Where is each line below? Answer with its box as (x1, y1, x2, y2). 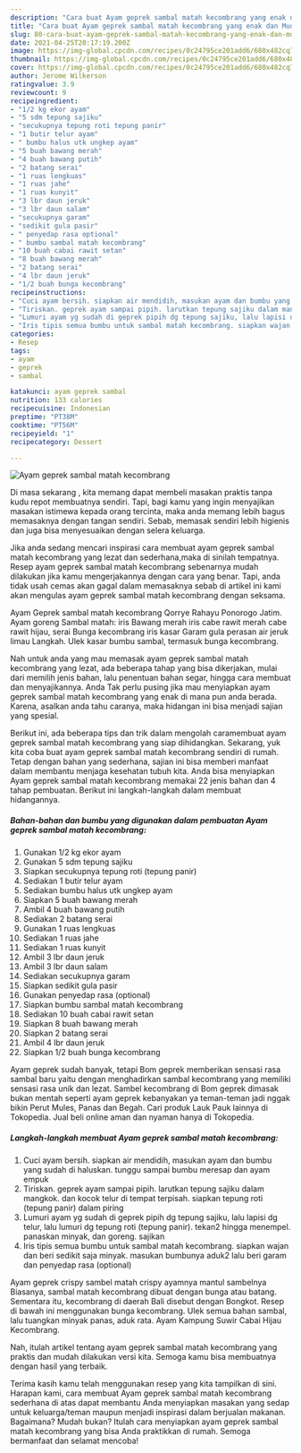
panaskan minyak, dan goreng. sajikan (22, 1231, 165, 1242)
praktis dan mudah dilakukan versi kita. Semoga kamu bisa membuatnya (10, 1352, 276, 1363)
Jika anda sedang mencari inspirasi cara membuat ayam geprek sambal (10, 543, 275, 554)
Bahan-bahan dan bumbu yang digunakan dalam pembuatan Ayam (10, 814, 269, 825)
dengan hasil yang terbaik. (10, 1361, 108, 1371)
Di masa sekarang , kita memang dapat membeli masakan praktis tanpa (10, 487, 273, 498)
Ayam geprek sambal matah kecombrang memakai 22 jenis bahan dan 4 (10, 776, 276, 787)
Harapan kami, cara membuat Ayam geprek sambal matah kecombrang (10, 1388, 272, 1398)
